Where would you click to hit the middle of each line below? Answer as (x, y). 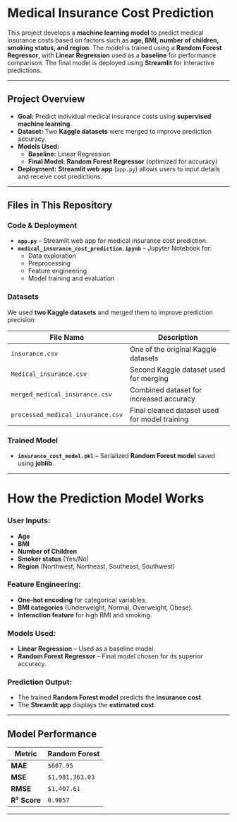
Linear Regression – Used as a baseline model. (86, 649)
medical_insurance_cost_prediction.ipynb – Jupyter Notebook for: (115, 249)
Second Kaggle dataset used (177, 370)
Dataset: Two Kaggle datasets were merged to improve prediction (115, 131)
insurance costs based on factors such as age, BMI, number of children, (113, 40)
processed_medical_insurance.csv (67, 415)
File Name (67, 337)
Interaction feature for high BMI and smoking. (85, 615)
